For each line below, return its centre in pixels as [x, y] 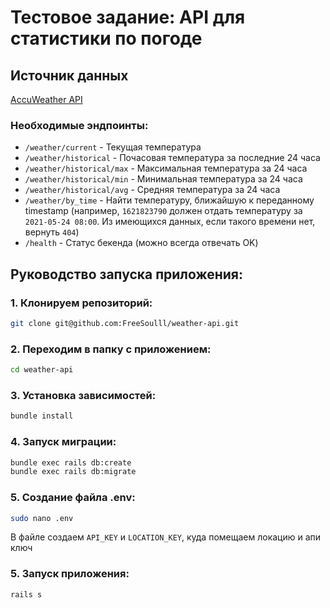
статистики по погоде [106, 38]
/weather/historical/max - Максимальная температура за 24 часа [166, 168]
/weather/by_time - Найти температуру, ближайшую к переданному [169, 200]
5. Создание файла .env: [73, 498]
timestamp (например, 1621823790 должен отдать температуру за [163, 211]
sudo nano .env [42, 518]
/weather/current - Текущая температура [113, 147]
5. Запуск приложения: [70, 574]
